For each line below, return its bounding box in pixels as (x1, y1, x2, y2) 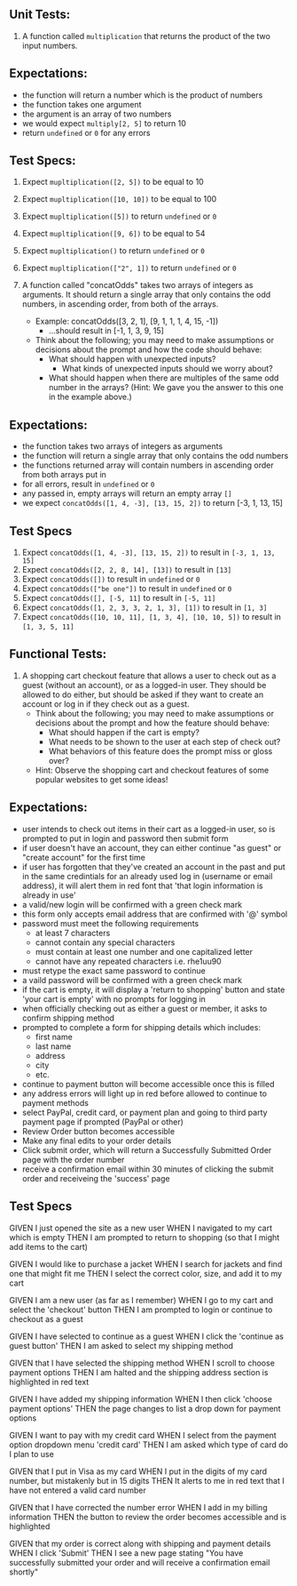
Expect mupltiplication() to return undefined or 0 (21, 245, 206, 256)
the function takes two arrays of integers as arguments (21, 441, 223, 452)
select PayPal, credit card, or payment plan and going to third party (21, 1107, 268, 1117)
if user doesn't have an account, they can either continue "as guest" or (21, 842, 282, 853)
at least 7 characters (35, 927, 111, 938)
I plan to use (9, 1448, 55, 1459)
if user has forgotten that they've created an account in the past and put (21, 861, 285, 872)
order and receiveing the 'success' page (21, 1173, 170, 1183)
